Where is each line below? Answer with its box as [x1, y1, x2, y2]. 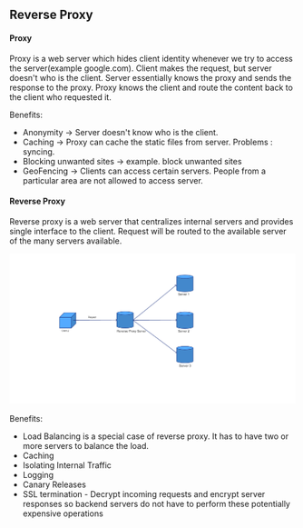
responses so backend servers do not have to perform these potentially [22, 499, 290, 510]
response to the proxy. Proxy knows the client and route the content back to [9, 82, 293, 93]
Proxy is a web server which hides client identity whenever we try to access [9, 53, 293, 64]
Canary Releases [22, 479, 86, 490]
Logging [22, 470, 54, 481]
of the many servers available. [9, 235, 122, 246]
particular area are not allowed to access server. [22, 174, 204, 185]
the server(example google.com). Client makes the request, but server [9, 63, 272, 74]
